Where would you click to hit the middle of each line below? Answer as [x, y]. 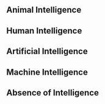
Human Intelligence [44, 31]
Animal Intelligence [44, 10]
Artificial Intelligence [47, 51]
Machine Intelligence [47, 72]
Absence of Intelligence [53, 93]
